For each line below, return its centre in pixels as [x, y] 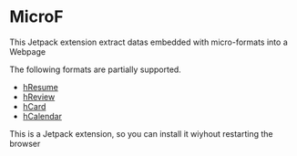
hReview [39, 97]
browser [25, 143]
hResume [41, 87]
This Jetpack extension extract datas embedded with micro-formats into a [149, 42]
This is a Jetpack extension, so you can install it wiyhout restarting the [141, 133]
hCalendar [42, 116]
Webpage [28, 51]
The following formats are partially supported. [96, 69]
